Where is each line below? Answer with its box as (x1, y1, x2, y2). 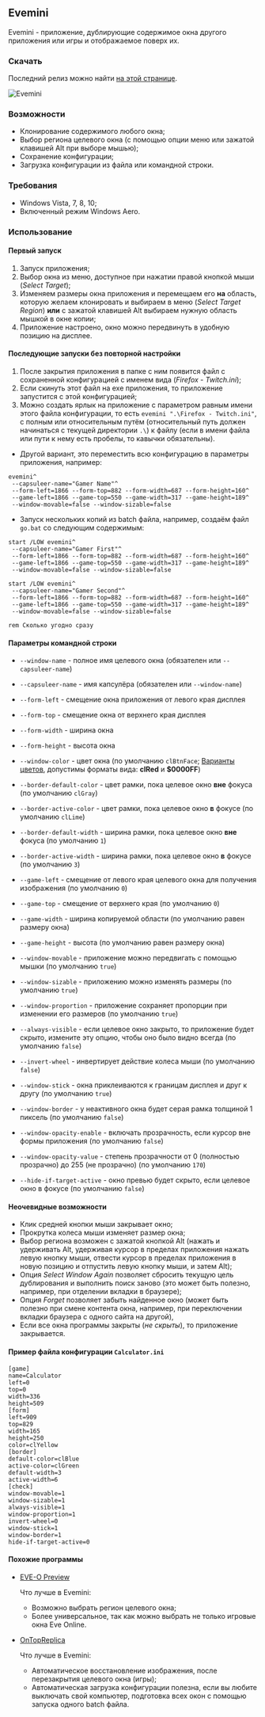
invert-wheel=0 (8, 1517, 59, 1525)
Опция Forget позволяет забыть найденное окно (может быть (19, 1295, 229, 1305)
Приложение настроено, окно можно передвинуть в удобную (19, 322, 230, 332)
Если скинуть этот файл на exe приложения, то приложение (19, 383, 223, 393)
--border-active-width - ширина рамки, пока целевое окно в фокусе (19, 851, 252, 861)
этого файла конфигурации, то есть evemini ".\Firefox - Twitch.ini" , (19, 409, 257, 418)
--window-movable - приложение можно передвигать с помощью (19, 954, 237, 963)
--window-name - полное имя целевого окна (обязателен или (19, 656, 221, 665)
